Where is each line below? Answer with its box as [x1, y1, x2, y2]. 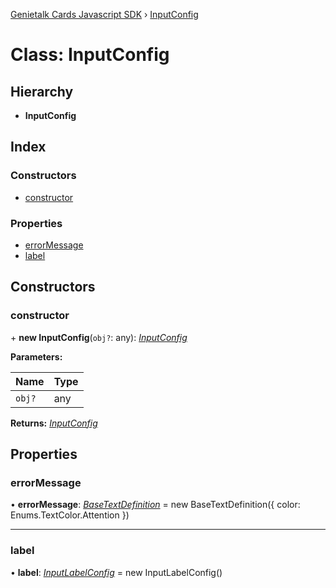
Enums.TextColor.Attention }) [10, 509, 130, 521]
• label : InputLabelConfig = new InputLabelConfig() [10, 566, 223, 578]
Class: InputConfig [10, 44, 170, 66]
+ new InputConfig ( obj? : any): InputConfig [10, 331, 188, 343]
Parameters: [10, 350, 63, 363]
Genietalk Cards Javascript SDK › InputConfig [10, 9, 199, 20]
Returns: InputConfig [10, 417, 98, 429]
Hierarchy [10, 83, 74, 100]
